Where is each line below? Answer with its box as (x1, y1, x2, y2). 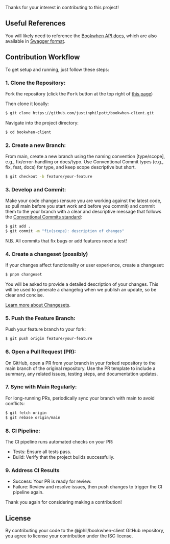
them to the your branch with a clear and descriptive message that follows (5, 209, 162, 215)
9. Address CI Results (5, 466, 60, 474)
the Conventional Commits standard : (5, 214, 83, 220)
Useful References (5, 19, 66, 28)
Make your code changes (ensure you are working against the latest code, (5, 197, 162, 204)
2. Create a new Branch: (5, 141, 66, 149)
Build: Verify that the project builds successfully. (12, 454, 115, 460)
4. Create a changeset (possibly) (5, 250, 88, 257)
